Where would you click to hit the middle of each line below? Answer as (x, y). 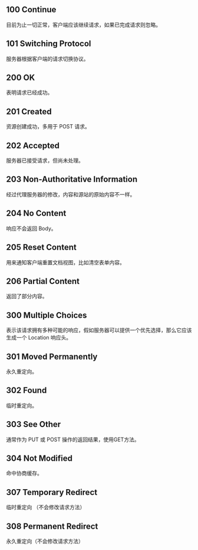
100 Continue (31, 10)
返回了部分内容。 (27, 296)
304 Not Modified (39, 458)
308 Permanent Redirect (52, 526)
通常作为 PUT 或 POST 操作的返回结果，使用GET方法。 (73, 439)
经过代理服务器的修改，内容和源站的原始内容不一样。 (71, 194)
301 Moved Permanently (52, 356)
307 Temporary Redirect (52, 492)
